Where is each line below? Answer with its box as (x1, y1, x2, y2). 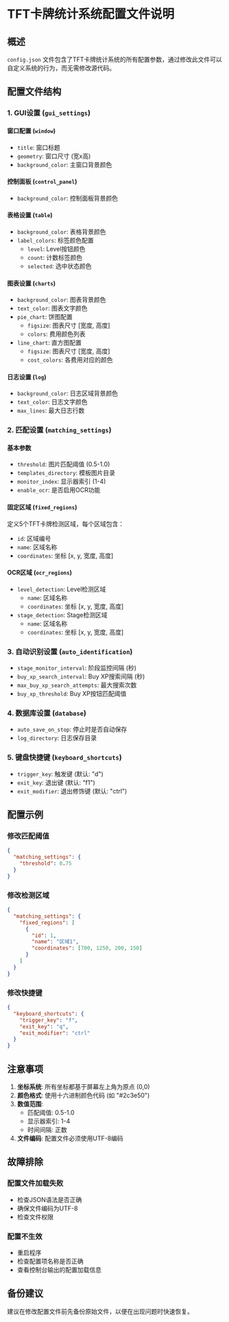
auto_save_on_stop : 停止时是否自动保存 (16, 725, 128, 734)
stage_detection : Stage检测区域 (16, 610, 108, 619)
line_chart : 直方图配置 (16, 338, 82, 347)
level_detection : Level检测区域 (16, 585, 106, 593)
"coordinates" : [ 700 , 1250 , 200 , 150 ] (32, 945, 143, 952)
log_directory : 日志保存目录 (16, 734, 97, 742)
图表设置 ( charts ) (7, 279, 56, 287)
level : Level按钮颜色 (27, 245, 86, 253)
